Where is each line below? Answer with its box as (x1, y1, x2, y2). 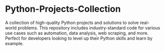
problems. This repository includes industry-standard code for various (17, 25, 161, 30)
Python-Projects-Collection (5, 3, 121, 15)
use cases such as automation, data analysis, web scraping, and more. (5, 30, 149, 36)
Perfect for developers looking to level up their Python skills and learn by (5, 35, 153, 41)
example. (5, 40, 24, 46)
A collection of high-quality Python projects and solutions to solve (5, 20, 139, 25)
